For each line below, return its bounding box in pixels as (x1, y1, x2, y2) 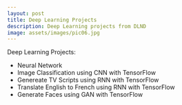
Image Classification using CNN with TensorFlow (17, 69, 156, 77)
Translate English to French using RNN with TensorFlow (17, 83, 176, 91)
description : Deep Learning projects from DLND (7, 23, 147, 30)
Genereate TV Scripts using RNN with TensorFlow (17, 76, 159, 84)
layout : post (7, 10, 45, 17)
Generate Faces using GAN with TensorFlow (17, 91, 143, 99)
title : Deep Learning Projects (7, 16, 97, 23)
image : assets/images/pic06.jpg (7, 29, 100, 36)
